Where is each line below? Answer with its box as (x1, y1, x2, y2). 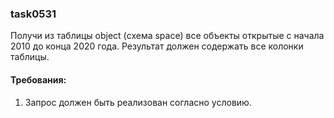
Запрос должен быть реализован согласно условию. (24, 96, 252, 108)
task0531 (10, 7, 57, 21)
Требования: (10, 73, 67, 86)
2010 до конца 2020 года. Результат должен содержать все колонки (10, 40, 304, 52)
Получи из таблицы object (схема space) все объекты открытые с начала (10, 30, 325, 42)
